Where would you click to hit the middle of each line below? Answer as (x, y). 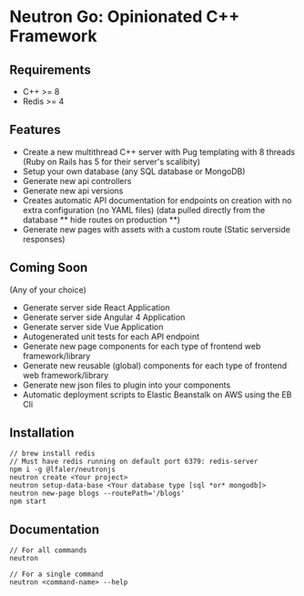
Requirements (50, 70)
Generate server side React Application (96, 307)
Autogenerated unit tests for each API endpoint (111, 336)
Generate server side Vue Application (93, 326)
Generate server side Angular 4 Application (104, 317)
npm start (28, 502)
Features (35, 130)
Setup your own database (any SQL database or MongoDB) (134, 171)
